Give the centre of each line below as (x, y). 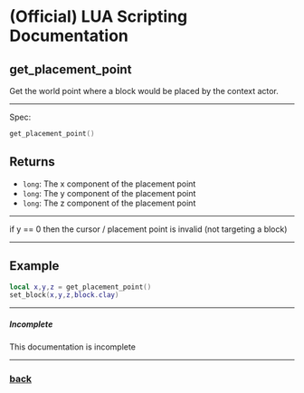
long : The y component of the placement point (109, 193)
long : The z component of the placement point (109, 203)
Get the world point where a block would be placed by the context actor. (144, 91)
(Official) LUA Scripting (99, 17)
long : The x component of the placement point (109, 184)
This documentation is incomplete (72, 347)
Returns (33, 162)
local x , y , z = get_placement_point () (81, 287)
